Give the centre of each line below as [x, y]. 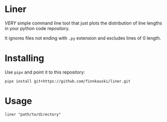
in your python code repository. [37, 28]
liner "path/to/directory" [33, 114]
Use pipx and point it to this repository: [45, 72]
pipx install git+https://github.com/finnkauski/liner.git [68, 81]
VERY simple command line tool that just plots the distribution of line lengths [83, 23]
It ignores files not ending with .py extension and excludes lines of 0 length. [83, 38]
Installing [25, 58]
